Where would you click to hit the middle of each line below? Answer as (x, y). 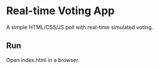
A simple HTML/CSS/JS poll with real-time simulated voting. (80, 27)
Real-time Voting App (60, 11)
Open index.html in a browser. (43, 60)
